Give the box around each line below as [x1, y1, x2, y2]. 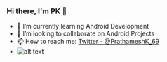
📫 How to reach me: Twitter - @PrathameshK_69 [16, 38, 160, 46]
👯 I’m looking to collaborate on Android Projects [16, 29, 155, 38]
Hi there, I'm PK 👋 [6, 6, 67, 16]
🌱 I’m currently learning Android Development [16, 22, 149, 31]
